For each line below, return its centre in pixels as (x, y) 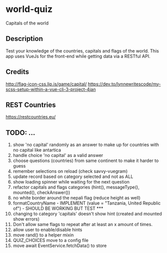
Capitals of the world (27, 23)
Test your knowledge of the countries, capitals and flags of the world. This (82, 50)
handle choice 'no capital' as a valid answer (58, 155)
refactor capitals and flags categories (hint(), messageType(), (76, 187)
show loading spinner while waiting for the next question (71, 182)
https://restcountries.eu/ (31, 117)
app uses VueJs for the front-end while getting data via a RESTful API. (78, 56)
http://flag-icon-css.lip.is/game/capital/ (46, 84)
